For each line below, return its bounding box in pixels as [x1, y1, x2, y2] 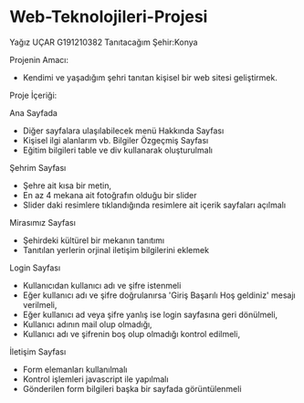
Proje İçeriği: [9, 90, 58, 101]
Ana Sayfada [9, 107, 58, 118]
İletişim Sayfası [9, 345, 67, 357]
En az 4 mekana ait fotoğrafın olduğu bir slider [22, 189, 198, 200]
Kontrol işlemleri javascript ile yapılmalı [22, 373, 169, 385]
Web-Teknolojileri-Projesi [9, 6, 208, 27]
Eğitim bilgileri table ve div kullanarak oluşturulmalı [22, 144, 213, 155]
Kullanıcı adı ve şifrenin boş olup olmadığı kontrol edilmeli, [22, 328, 240, 339]
